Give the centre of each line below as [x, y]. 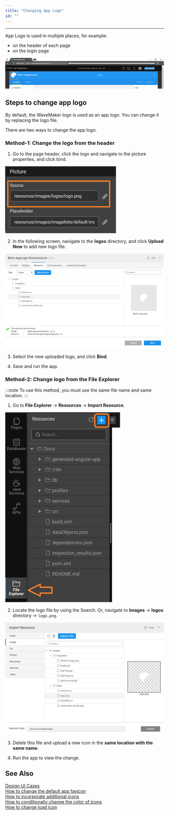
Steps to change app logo [46, 103]
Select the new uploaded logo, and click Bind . [60, 356]
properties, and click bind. [39, 159]
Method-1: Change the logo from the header [60, 143]
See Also [19, 774]
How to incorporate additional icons [42, 796]
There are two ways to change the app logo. [51, 130]
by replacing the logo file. [32, 120]
